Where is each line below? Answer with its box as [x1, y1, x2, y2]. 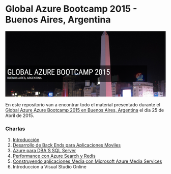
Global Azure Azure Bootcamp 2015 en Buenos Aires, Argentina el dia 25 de [5, 107, 164, 113]
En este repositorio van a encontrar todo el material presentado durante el [5, 102, 160, 108]
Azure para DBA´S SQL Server [12, 148, 76, 154]
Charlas [5, 125, 25, 132]
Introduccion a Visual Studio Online [12, 164, 87, 170]
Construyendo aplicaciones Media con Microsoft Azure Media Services [12, 158, 162, 164]
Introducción [12, 137, 40, 143]
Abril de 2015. [5, 112, 35, 119]
